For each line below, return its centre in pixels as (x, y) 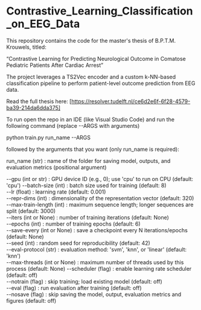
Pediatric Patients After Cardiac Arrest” (55, 65)
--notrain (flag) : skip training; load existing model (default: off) (85, 281)
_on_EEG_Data (43, 24)
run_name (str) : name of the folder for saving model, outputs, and (88, 160)
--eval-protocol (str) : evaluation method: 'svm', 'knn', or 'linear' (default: (97, 249)
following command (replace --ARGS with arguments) (73, 125)
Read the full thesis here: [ (39, 101)
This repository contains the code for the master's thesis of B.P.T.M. (91, 40)
